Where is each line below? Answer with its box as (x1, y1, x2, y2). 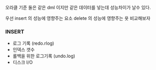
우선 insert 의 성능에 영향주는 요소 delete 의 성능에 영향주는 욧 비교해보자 (5, 15, 151, 21)
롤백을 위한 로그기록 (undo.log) (12, 53, 75, 59)
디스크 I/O (12, 59, 33, 65)
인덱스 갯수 (12, 47, 35, 53)
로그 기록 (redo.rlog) (12, 40, 54, 47)
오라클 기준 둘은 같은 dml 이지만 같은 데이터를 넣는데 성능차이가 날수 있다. (5, 5, 151, 10)
